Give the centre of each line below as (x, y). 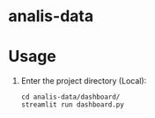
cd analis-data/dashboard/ (70, 97)
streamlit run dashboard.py (72, 105)
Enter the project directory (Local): (84, 81)
